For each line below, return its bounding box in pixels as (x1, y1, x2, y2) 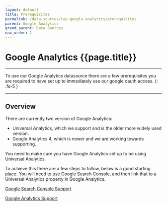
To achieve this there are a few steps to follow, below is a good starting (5, 165, 151, 171)
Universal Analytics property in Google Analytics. (5, 176, 106, 182)
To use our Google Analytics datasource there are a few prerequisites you (5, 72, 157, 78)
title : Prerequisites (5, 12, 50, 17)
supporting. (12, 141, 36, 147)
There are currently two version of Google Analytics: (5, 115, 113, 122)
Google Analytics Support (5, 195, 58, 201)
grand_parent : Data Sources (5, 26, 64, 31)
